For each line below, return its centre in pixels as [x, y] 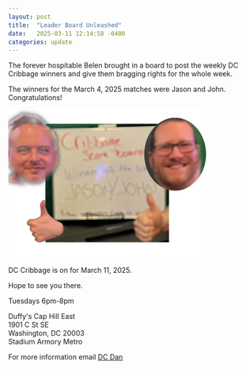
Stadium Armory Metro [45, 342]
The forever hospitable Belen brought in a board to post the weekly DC [123, 65]
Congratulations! [35, 98]
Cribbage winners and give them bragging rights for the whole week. [121, 74]
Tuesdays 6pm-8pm [41, 301]
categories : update [40, 42]
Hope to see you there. [45, 286]
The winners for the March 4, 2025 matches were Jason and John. [117, 89]
